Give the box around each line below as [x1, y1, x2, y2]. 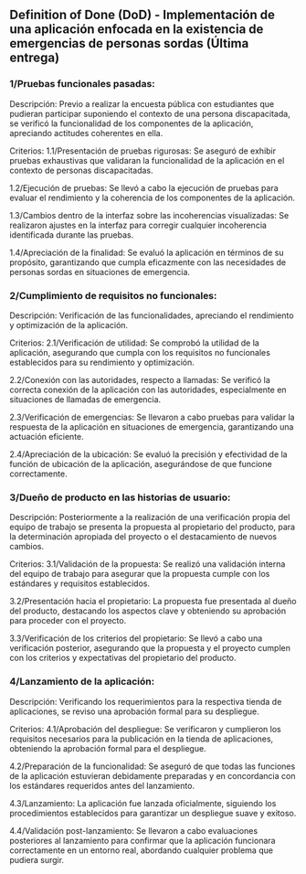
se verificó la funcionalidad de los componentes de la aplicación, [9, 118, 254, 129]
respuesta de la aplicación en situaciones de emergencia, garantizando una [9, 421, 294, 432]
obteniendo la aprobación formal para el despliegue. [9, 742, 207, 753]
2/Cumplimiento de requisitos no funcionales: [9, 289, 217, 302]
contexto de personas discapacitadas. [9, 165, 153, 176]
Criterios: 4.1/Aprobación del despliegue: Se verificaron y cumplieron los [9, 723, 281, 734]
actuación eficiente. [9, 431, 84, 442]
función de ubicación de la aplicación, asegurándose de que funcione [9, 458, 272, 469]
